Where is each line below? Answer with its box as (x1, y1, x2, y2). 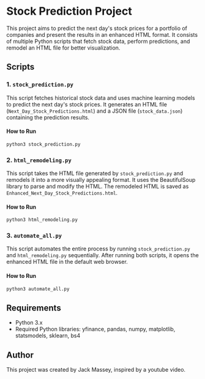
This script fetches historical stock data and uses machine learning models (6, 94, 195, 102)
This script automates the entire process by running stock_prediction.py (6, 245, 191, 252)
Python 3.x (15, 319, 43, 326)
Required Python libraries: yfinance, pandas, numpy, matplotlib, (15, 326, 176, 333)
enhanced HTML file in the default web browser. (6, 258, 129, 266)
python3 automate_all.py (6, 286, 70, 292)
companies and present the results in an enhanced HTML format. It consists (6, 31, 198, 38)
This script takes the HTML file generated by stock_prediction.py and (6, 170, 184, 177)
